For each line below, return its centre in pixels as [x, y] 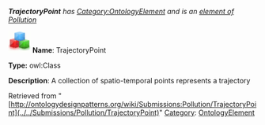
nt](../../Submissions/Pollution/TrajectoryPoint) [84, 112]
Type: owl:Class [34, 65]
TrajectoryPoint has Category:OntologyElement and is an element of [121, 11]
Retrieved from [32, 96]
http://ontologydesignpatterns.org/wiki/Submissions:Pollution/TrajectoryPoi [134, 104]
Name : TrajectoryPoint [69, 50]
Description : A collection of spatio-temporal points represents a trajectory [129, 81]
